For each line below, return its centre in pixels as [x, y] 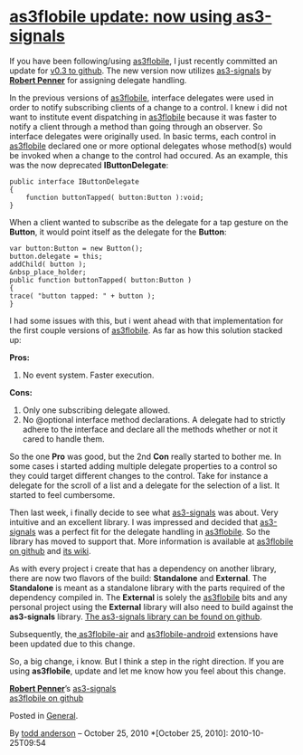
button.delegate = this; [56, 256]
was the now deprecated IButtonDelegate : [89, 165]
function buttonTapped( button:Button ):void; [115, 197]
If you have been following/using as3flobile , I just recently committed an [143, 61]
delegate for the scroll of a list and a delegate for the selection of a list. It [145, 485]
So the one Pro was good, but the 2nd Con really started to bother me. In [146, 456]
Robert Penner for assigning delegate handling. [98, 80]
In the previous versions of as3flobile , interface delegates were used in [142, 98]
